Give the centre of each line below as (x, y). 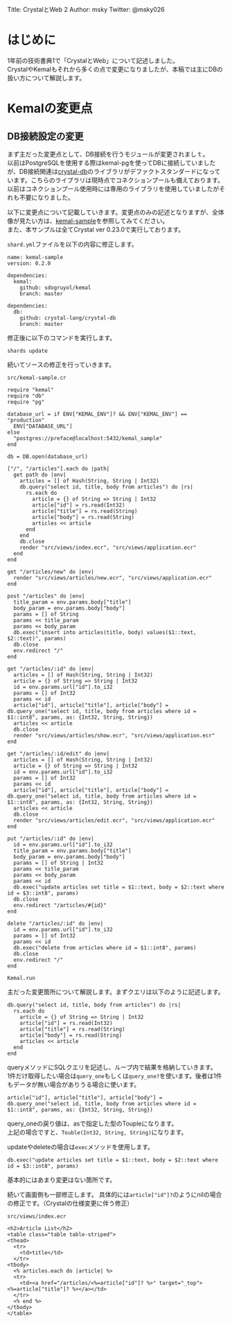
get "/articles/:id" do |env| (51, 669)
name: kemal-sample (35, 257)
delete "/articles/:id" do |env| (55, 923)
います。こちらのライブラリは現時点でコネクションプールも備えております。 (115, 180)
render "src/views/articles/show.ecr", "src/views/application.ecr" (114, 735)
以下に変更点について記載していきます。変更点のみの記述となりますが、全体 (116, 212)
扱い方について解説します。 (46, 78)
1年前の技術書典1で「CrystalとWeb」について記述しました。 (93, 60)
